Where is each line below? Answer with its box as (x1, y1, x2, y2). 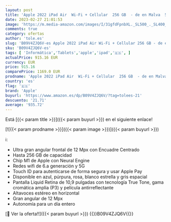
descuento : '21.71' (5, 97, 47, 103)
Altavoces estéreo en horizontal (12, 190, 80, 196)
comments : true (5, 27, 38, 32)
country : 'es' (5, 79, 36, 84)
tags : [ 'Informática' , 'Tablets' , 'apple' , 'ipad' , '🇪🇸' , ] (5, 50, 131, 55)
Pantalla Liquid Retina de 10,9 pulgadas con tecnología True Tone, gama (12, 179, 164, 185)
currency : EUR (5, 60, 36, 65)
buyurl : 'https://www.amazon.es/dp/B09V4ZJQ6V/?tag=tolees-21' (5, 93, 142, 98)
